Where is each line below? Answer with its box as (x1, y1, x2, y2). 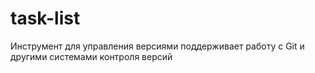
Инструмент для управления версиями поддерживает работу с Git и (10, 40, 305, 52)
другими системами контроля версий (10, 50, 173, 62)
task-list (10, 7, 81, 30)
